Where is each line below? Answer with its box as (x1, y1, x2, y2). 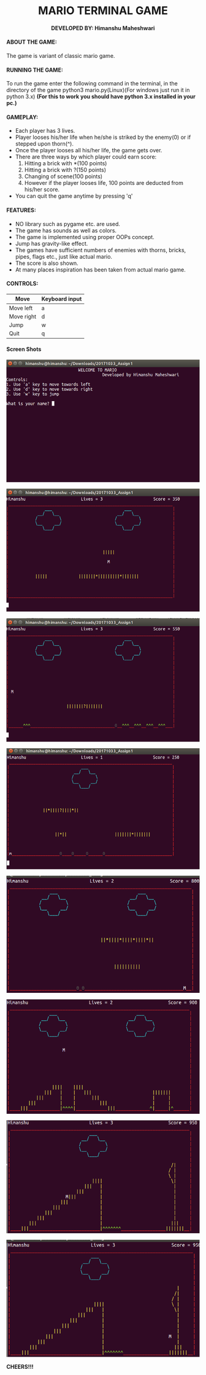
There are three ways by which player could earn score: (15, 153, 157, 160)
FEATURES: (6, 206, 37, 214)
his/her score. (24, 186, 60, 194)
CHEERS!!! (6, 1363, 34, 1370)
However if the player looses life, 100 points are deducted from (24, 179, 184, 187)
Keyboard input (41, 296, 82, 303)
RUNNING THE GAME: (6, 66, 63, 74)
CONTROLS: (6, 280, 39, 288)
